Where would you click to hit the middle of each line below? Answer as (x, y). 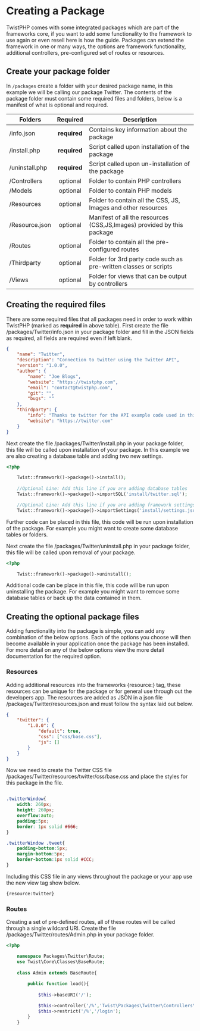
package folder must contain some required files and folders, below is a (94, 98)
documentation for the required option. (54, 657)
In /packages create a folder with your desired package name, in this (90, 86)
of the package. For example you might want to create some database (92, 528)
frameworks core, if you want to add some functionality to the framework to (99, 33)
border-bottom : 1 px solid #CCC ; (56, 860)
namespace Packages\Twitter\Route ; (61, 956)
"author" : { (32, 371)
